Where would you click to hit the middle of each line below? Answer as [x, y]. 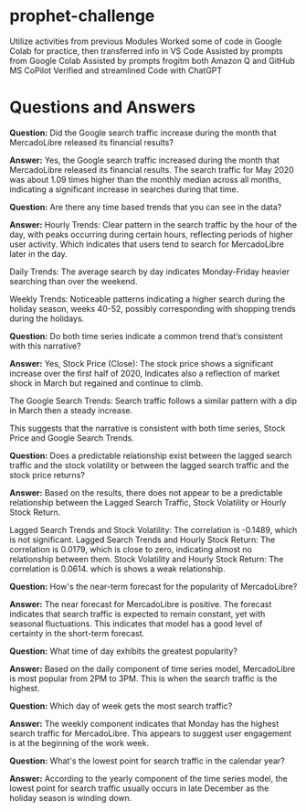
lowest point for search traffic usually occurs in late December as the [139, 788]
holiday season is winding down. [71, 797]
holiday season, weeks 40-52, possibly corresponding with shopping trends [153, 308]
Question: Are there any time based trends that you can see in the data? [146, 207]
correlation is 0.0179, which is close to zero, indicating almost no [131, 549]
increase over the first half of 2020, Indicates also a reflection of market [145, 373]
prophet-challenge [82, 16]
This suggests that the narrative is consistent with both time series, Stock [148, 428]
